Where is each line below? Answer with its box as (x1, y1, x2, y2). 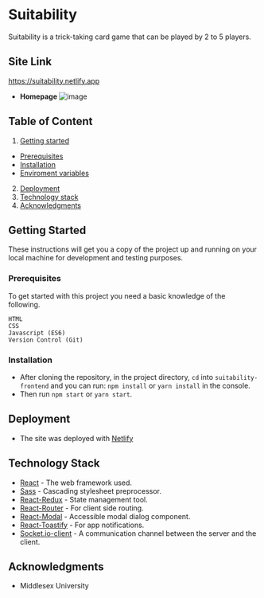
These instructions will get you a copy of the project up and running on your (8, 244, 257, 254)
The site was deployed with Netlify (19, 433, 134, 443)
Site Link (8, 55, 52, 68)
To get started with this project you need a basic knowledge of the (8, 291, 226, 300)
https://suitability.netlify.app (8, 76, 100, 85)
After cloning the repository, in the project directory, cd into (19, 372, 213, 381)
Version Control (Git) (8, 336, 83, 344)
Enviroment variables (19, 168, 90, 178)
